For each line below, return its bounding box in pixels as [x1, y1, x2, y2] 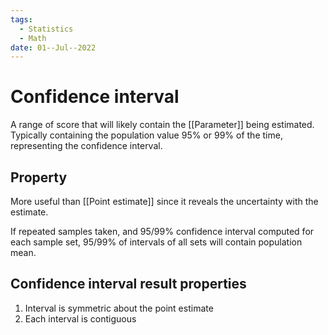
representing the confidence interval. [10, 140, 163, 152]
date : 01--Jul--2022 [10, 42, 97, 53]
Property [10, 169, 68, 186]
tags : [10, 14, 33, 25]
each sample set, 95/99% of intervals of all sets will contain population [10, 236, 303, 248]
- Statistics [19, 24, 74, 34]
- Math [19, 33, 47, 43]
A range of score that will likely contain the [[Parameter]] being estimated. [10, 119, 315, 131]
